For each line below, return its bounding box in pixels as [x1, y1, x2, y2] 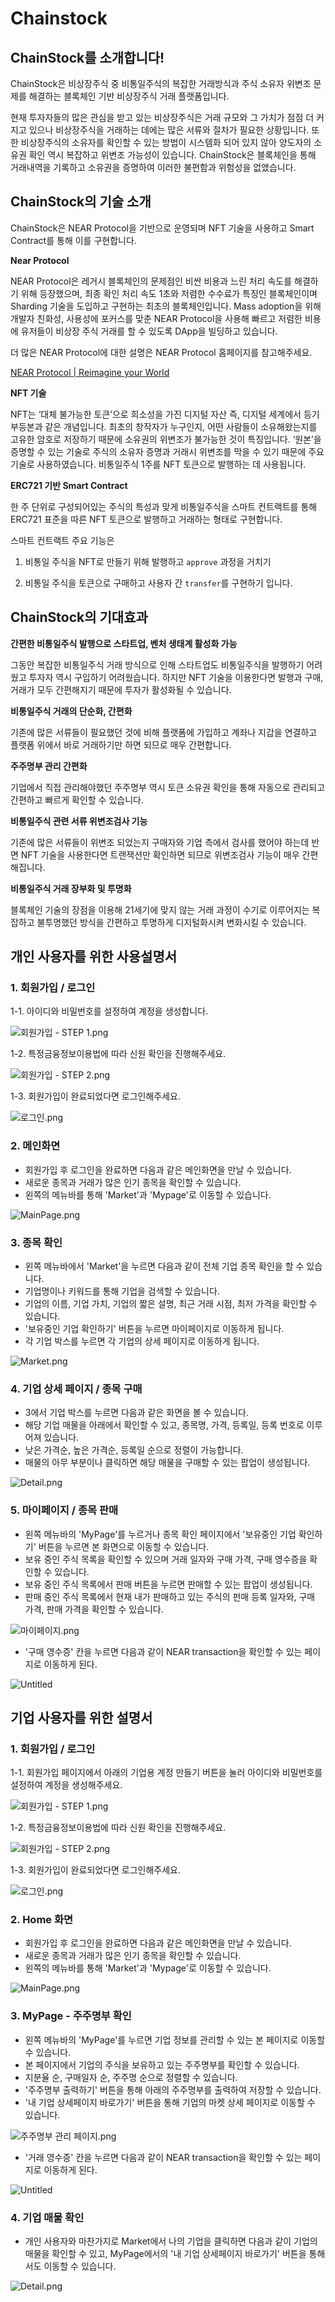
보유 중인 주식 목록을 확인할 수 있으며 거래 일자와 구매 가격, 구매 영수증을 [24, 1553, 308, 1565]
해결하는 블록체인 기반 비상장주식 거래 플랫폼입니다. [28, 90, 230, 102]
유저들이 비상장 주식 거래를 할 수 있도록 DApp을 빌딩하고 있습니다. [20, 325, 278, 337]
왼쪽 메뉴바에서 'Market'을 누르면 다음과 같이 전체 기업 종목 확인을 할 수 [24, 1260, 305, 1272]
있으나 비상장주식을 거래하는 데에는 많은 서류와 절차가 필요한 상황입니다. [28, 124, 310, 136]
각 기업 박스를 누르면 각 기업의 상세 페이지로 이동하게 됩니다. [24, 1335, 260, 1347]
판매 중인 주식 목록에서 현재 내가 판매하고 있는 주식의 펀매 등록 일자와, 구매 [24, 1590, 316, 1602]
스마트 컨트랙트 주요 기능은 [10, 534, 115, 546]
